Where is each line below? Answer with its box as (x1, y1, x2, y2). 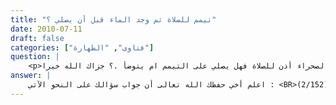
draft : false (10, 33, 65, 43)
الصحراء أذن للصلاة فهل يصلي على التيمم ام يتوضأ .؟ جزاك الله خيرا (41, 61, 329, 71)
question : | (10, 52, 60, 62)
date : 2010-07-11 (10, 24, 83, 34)
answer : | (10, 71, 52, 81)
